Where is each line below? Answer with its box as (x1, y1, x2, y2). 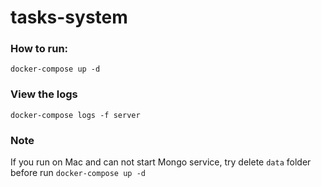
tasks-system (10, 6, 128, 29)
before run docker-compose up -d (10, 167, 146, 179)
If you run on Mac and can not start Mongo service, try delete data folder (10, 156, 312, 168)
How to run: (10, 42, 69, 56)
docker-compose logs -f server (10, 110, 141, 120)
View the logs (10, 87, 78, 101)
